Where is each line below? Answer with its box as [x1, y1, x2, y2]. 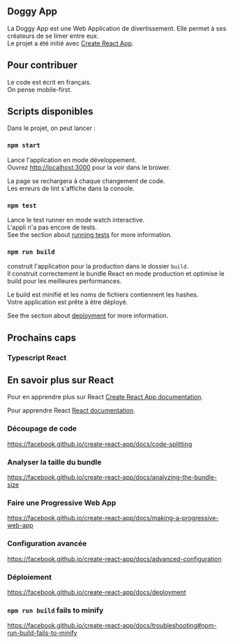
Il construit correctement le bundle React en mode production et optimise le [7, 269, 225, 278]
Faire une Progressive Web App [7, 498, 116, 508]
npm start [7, 141, 40, 150]
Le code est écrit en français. [7, 78, 92, 86]
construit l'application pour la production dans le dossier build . [7, 262, 188, 271]
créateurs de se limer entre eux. [7, 31, 99, 40]
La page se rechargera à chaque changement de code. [7, 176, 165, 185]
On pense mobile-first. [7, 85, 72, 94]
